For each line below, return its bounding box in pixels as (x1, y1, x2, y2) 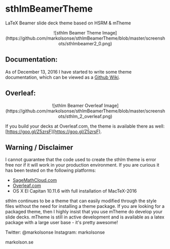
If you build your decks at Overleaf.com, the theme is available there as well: (5, 123, 165, 129)
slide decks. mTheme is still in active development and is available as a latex (5, 214, 165, 220)
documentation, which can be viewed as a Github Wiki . (5, 74, 120, 80)
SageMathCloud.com (12, 177, 57, 183)
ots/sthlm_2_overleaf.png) (58, 113, 113, 119)
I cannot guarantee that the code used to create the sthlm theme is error (5, 157, 156, 163)
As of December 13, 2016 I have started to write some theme (5, 69, 132, 75)
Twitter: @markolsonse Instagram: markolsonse (5, 229, 105, 235)
